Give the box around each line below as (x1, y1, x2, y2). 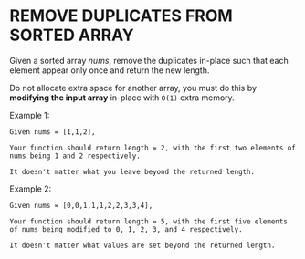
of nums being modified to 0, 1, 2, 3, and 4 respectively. (9, 224, 244, 233)
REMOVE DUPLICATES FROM (9, 5, 233, 26)
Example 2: (9, 183, 52, 194)
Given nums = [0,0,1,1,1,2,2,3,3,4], (9, 201, 153, 210)
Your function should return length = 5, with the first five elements (9, 216, 288, 226)
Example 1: (9, 109, 50, 120)
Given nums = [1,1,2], (9, 127, 96, 137)
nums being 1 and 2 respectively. (9, 151, 142, 161)
